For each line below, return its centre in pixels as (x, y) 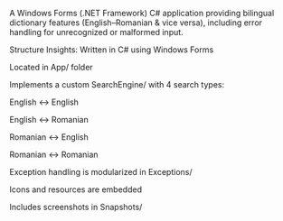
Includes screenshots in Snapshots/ (76, 207)
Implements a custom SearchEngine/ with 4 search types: (117, 84)
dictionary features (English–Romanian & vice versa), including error (136, 23)
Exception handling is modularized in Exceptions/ (101, 172)
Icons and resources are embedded (76, 189)
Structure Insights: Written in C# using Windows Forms (112, 50)
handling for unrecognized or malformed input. (96, 32)
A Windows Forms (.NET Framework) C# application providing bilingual (142, 13)
